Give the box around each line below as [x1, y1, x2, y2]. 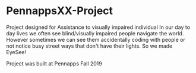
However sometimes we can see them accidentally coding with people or [6, 36, 185, 43]
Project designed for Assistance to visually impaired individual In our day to [6, 24, 191, 31]
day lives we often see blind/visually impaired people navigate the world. [6, 29, 184, 36]
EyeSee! [6, 48, 27, 55]
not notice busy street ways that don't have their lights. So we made [6, 42, 173, 49]
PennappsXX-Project [6, 4, 113, 18]
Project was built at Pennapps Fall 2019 [6, 60, 102, 67]
